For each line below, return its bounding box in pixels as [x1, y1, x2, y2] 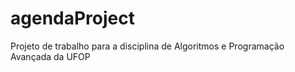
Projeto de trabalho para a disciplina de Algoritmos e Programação [10, 40, 285, 52]
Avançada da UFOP [10, 50, 91, 62]
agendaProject [10, 7, 135, 30]
